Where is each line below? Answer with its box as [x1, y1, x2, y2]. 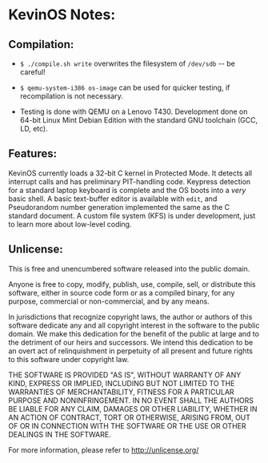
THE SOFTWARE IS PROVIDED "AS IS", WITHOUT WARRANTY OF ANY [8, 370, 242, 380]
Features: [8, 147, 58, 161]
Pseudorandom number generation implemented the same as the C [8, 202, 230, 211]
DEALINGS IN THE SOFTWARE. [8, 429, 111, 439]
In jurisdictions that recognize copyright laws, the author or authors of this [8, 312, 253, 321]
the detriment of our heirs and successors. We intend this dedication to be [8, 337, 254, 347]
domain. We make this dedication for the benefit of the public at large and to [8, 328, 260, 338]
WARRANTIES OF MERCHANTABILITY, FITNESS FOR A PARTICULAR [8, 387, 234, 397]
